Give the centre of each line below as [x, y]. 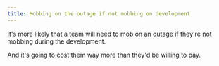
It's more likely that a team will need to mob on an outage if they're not [110, 34]
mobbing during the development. [57, 41]
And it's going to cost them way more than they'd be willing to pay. [104, 55]
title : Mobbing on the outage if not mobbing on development [99, 14]
